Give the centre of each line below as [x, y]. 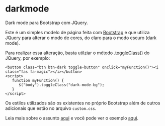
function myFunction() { [38, 80]
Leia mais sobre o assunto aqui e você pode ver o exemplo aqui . [72, 118]
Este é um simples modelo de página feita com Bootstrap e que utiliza [77, 32]
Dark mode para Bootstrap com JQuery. [47, 23]
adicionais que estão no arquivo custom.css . [51, 108]
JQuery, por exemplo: [28, 58]
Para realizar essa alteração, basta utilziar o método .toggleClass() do [77, 53]
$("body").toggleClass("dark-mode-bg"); [61, 85]
